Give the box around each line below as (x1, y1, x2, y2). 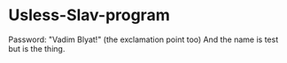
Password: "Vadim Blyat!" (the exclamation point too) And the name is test (8, 34, 279, 45)
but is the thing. (8, 43, 66, 53)
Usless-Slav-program (8, 5, 170, 25)
